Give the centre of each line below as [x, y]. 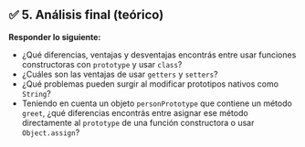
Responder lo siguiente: [55, 37]
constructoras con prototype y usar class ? [102, 64]
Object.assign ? [51, 132]
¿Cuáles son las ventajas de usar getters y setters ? [120, 74]
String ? [36, 93]
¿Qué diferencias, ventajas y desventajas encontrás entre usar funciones [159, 55]
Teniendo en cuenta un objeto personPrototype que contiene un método [157, 103]
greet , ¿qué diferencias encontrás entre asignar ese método [135, 112]
